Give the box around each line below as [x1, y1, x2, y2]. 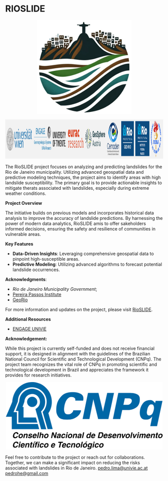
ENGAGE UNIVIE [12, 326, 47, 332]
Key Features [5, 240, 34, 247]
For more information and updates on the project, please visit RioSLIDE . [5, 306, 153, 312]
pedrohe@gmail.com [5, 470, 49, 476]
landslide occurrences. [12, 267, 60, 273]
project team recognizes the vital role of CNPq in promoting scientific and [5, 361, 157, 367]
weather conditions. [5, 190, 47, 196]
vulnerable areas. [5, 231, 41, 237]
